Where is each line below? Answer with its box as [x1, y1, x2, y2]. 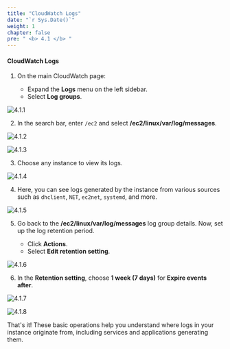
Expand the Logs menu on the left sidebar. [27, 85, 148, 93]
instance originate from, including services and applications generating [7, 328, 209, 337]
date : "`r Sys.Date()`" [7, 16, 76, 23]
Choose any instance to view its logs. [16, 159, 123, 167]
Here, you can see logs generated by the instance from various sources [16, 186, 220, 194]
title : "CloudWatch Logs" [7, 10, 81, 17]
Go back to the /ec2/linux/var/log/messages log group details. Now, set [16, 219, 223, 228]
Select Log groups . [27, 93, 82, 101]
